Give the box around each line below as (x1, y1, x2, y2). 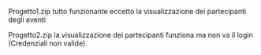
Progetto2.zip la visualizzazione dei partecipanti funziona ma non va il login (8, 31, 254, 39)
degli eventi (8, 15, 46, 24)
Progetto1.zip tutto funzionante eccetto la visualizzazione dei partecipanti (8, 7, 247, 16)
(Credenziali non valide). (8, 38, 88, 48)
